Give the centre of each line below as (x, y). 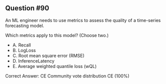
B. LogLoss (24, 50)
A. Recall (22, 45)
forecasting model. (25, 25)
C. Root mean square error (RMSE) (48, 55)
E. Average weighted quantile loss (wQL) (55, 66)
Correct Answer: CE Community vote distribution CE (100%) (67, 76)
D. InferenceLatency (33, 61)
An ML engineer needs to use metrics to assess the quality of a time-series (83, 20)
